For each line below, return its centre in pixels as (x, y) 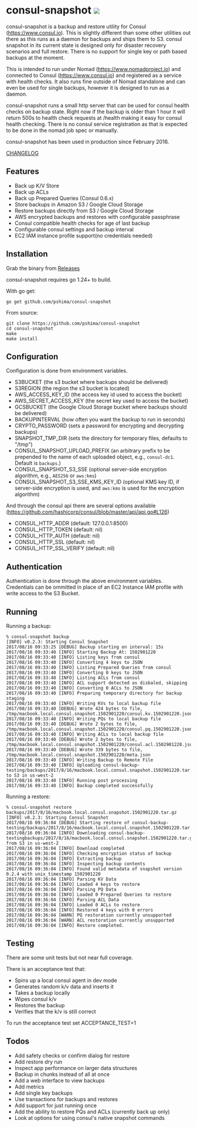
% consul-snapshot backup (38, 637)
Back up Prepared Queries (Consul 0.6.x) (64, 198)
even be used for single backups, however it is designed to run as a (88, 87)
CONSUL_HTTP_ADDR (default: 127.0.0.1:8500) (71, 524)
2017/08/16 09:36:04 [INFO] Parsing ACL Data (62, 900)
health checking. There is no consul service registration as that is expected (97, 124)
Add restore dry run (38, 1062)
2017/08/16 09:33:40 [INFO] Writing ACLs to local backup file (85, 734)
